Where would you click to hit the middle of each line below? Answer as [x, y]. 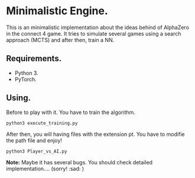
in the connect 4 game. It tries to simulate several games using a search [94, 33]
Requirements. [34, 58]
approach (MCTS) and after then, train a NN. [60, 40]
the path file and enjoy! [34, 140]
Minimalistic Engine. [57, 11]
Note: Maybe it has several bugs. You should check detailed [79, 162]
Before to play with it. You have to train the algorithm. [71, 112]
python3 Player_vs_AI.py [37, 151]
